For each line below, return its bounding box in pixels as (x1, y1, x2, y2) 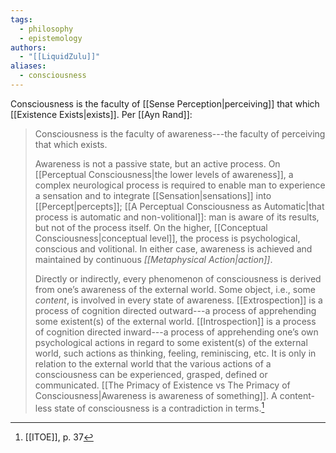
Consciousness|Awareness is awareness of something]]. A (34, 389, 278, 401)
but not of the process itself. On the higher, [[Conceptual (34, 221, 268, 233)
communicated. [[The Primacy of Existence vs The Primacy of (34, 379, 291, 391)
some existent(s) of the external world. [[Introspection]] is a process (34, 315, 317, 327)
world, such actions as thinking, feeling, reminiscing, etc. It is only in (34, 347, 317, 359)
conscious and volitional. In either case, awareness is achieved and (34, 242, 313, 255)
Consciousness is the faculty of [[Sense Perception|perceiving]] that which (10, 97, 320, 110)
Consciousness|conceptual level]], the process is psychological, (34, 232, 301, 244)
